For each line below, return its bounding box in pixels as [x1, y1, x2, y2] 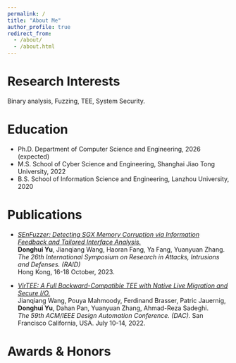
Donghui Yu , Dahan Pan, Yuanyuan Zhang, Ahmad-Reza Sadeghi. [17, 304, 209, 312]
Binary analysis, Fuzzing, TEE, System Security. [7, 97, 146, 105]
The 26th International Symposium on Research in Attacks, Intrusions [17, 252, 220, 261]
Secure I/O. [17, 288, 51, 297]
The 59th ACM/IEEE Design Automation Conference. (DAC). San [17, 311, 204, 319]
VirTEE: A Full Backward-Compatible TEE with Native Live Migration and [17, 281, 228, 290]
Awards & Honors [7, 343, 111, 359]
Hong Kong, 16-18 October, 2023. [17, 267, 115, 276]
